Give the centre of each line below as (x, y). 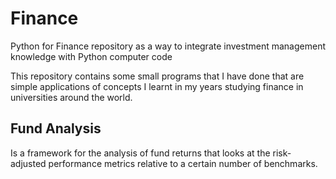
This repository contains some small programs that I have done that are (157, 76)
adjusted (28, 163)
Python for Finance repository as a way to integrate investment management (168, 46)
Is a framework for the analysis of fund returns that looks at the (140, 153)
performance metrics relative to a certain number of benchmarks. (183, 163)
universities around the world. (71, 97)
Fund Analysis (56, 128)
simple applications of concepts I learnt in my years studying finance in (157, 86)
